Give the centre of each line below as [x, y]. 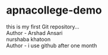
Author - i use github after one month [52, 46]
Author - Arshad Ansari [34, 33]
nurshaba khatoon [28, 39]
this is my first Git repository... [43, 27]
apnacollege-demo [54, 10]
